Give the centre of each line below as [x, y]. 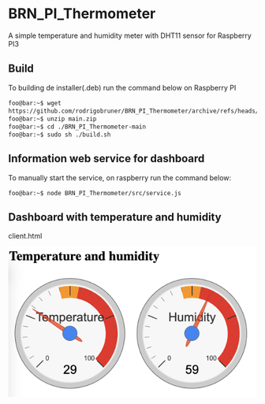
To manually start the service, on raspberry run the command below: [120, 177]
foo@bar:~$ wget [35, 103]
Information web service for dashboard [106, 159]
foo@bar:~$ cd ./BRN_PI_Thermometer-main [77, 127]
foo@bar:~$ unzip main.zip [52, 119]
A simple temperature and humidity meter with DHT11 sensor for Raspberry [130, 35]
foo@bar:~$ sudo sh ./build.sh [60, 135]
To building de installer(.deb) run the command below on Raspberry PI [122, 87]
